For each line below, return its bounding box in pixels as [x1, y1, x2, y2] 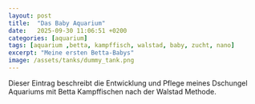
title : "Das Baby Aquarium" [8, 19, 106, 27]
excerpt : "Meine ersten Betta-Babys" [8, 49, 135, 57]
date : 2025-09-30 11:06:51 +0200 [8, 26, 127, 34]
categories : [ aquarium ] [8, 34, 88, 42]
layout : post [8, 11, 52, 20]
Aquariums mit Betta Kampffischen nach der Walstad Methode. [8, 86, 217, 96]
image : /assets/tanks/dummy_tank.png [8, 57, 135, 65]
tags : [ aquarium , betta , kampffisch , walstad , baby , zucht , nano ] [8, 42, 235, 50]
